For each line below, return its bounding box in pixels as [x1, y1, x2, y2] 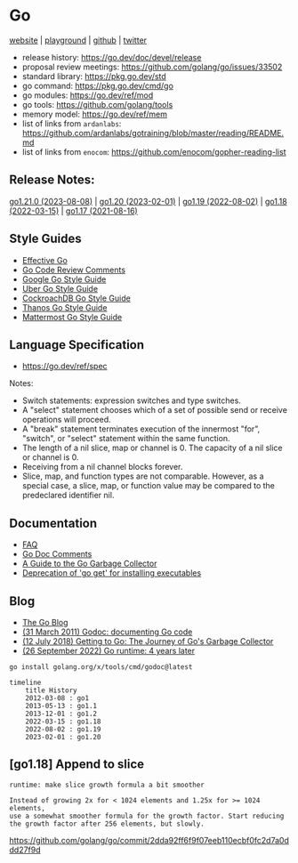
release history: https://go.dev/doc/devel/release [21, 52, 202, 62]
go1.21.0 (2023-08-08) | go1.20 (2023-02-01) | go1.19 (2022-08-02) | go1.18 [9, 196, 287, 206]
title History [25, 686, 77, 695]
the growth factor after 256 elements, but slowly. [9, 819, 205, 828]
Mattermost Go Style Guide [21, 311, 123, 322]
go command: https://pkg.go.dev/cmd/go [21, 80, 173, 91]
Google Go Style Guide [21, 273, 107, 285]
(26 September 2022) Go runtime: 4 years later [21, 646, 196, 656]
